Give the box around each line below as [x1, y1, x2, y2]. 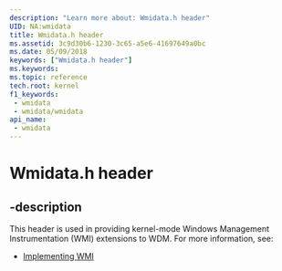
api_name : [9, 115, 47, 124]
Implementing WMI [22, 251, 94, 261]
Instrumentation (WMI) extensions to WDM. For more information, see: [9, 234, 274, 244]
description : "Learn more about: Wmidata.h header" [9, 13, 210, 23]
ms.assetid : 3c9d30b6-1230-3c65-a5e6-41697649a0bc [9, 38, 206, 48]
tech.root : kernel [9, 81, 79, 90]
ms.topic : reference [9, 73, 89, 82]
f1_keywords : [9, 89, 59, 99]
